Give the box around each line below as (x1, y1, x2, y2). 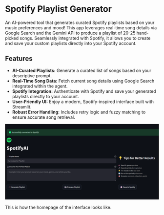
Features (5, 55, 33, 63)
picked (5, 35, 19, 41)
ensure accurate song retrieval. (12, 114, 75, 120)
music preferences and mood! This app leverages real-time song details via (5, 24, 157, 30)
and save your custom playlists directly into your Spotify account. (5, 40, 137, 46)
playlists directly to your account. (12, 93, 79, 99)
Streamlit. (12, 104, 32, 109)
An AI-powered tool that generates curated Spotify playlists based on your (5, 20, 155, 25)
